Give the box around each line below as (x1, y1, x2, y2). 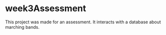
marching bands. (5, 24, 40, 30)
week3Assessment (5, 3, 87, 14)
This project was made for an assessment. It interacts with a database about (5, 19, 161, 25)
